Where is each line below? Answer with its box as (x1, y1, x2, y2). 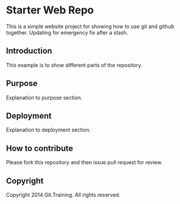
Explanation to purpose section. (6, 94, 83, 101)
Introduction (6, 46, 53, 56)
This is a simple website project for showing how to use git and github (6, 23, 174, 30)
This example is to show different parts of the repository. (6, 61, 143, 68)
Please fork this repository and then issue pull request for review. (6, 159, 162, 166)
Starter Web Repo (6, 4, 94, 17)
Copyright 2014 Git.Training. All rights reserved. (6, 191, 121, 198)
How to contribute (6, 143, 74, 153)
